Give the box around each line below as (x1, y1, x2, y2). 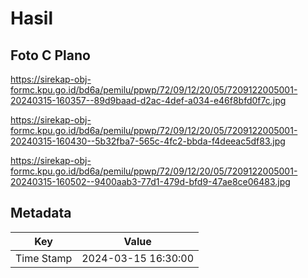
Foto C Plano (10, 47, 91, 64)
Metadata (10, 205, 72, 222)
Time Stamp (15, 251, 73, 265)
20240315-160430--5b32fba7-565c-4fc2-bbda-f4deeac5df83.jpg (10, 135, 286, 147)
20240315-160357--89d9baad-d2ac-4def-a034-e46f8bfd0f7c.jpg (10, 95, 287, 106)
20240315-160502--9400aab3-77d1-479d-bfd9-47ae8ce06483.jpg (10, 176, 291, 187)
